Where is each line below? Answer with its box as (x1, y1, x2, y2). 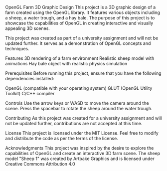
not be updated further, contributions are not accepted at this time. (5, 121, 143, 126)
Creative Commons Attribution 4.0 (5, 161, 76, 167)
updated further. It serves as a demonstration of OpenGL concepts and (5, 40, 151, 46)
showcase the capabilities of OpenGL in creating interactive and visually (5, 20, 154, 26)
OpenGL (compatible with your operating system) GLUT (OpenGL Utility (5, 85, 153, 91)
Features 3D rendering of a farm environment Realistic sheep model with (5, 55, 155, 61)
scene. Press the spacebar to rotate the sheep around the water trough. (5, 106, 153, 111)
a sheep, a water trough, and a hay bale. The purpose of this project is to (5, 15, 155, 20)
